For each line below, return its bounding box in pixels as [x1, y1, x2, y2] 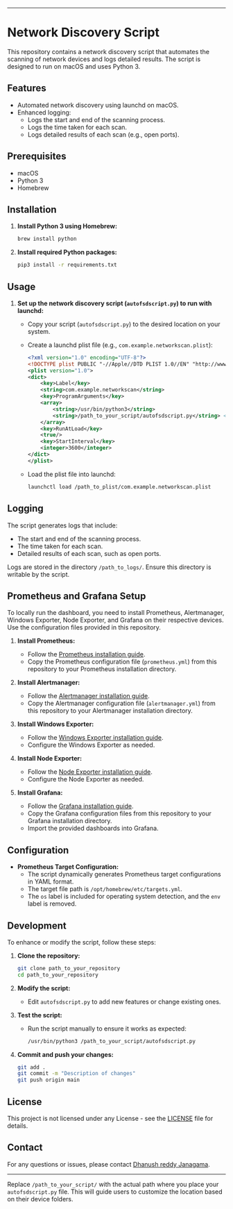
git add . [17, 1063, 46, 1071]
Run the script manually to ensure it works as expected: [27, 1024, 187, 1033]
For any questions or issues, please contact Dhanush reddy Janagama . [7, 1160, 210, 1168]
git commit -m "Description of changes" [17, 1070, 136, 1077]
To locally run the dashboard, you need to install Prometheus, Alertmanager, [7, 609, 225, 617]
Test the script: [17, 1011, 62, 1019]
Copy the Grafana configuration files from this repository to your [27, 809, 212, 818]
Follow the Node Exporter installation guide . [27, 768, 153, 776]
